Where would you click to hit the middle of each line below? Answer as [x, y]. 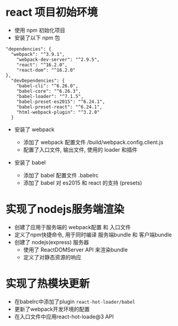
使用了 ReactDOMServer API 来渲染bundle [76, 250]
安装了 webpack [34, 129]
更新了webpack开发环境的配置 [52, 309]
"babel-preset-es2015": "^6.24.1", [61, 102]
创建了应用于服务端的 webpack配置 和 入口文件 [73, 227]
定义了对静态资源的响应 [52, 257]
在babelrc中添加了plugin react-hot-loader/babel [75, 301]
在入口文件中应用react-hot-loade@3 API [64, 316]
